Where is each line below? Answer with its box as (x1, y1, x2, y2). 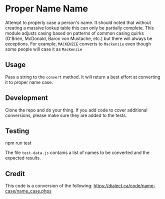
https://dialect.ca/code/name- (93, 183, 156, 189)
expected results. (5, 155, 41, 161)
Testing (5, 126, 29, 135)
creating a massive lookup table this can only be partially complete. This (5, 24, 154, 30)
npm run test (5, 140, 31, 146)
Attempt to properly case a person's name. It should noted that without (5, 19, 151, 25)
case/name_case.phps (5, 188, 51, 194)
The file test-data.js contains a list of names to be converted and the (5, 149, 150, 155)
